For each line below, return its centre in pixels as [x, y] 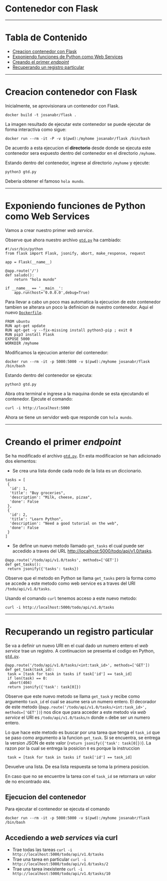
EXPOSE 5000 [17, 339]
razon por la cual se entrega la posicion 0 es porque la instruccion [73, 748]
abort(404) [21, 682]
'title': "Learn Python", [37, 519]
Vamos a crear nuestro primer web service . [49, 230]
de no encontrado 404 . [28, 781]
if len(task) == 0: [28, 678]
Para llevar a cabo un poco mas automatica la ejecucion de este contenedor [83, 302]
